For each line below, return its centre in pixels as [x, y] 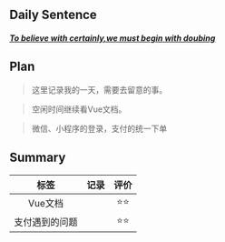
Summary [38, 158]
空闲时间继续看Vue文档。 [79, 109]
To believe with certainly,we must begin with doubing [112, 38]
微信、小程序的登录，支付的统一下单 [99, 128]
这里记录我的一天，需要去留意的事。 [99, 89]
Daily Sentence [53, 15]
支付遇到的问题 [46, 222]
